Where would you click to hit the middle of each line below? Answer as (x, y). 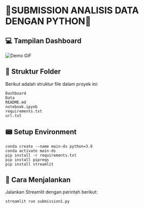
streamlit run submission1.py (38, 201)
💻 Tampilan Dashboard (44, 41)
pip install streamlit (29, 164)
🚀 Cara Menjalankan (38, 180)
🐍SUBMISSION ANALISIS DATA (72, 10)
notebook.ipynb (22, 107)
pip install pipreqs (27, 160)
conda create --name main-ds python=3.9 (49, 146)
